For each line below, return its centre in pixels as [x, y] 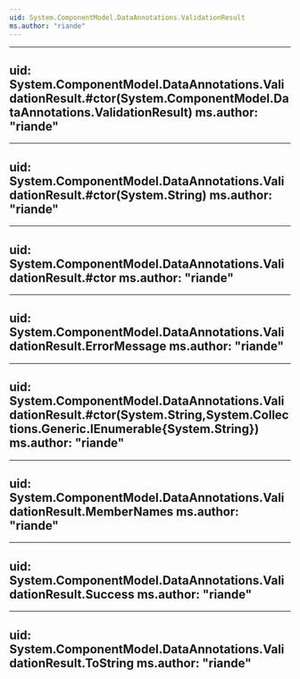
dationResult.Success [72, 594]
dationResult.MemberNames [92, 511]
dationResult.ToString [72, 663]
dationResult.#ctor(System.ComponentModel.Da [149, 98]
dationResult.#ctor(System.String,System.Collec [149, 416]
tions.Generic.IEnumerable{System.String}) [134, 429]
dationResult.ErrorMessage [88, 347]
